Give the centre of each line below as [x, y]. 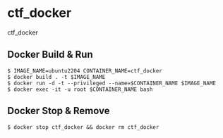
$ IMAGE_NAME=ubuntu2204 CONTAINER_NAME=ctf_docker [85, 71]
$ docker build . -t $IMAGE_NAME [56, 77]
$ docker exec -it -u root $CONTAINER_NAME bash [80, 89]
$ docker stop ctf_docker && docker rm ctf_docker [83, 127]
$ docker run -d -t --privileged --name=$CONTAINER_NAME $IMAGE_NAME [112, 83]
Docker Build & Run [50, 55]
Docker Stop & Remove [59, 111]
